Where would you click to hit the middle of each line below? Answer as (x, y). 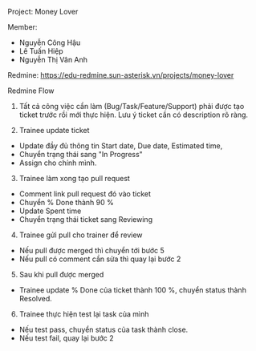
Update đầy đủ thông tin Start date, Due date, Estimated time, (121, 146)
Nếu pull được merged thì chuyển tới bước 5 (92, 250)
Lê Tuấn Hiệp (41, 51)
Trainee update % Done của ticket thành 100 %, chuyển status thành (132, 290)
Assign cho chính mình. (58, 163)
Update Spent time (50, 211)
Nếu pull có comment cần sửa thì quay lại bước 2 (100, 259)
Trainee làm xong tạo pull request (74, 178)
